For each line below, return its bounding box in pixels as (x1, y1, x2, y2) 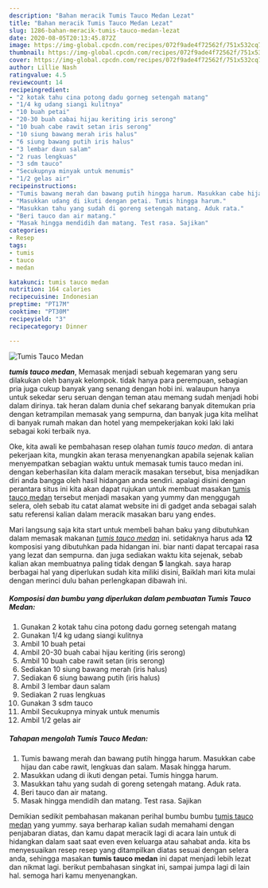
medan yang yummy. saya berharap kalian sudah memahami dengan (9, 820, 235, 830)
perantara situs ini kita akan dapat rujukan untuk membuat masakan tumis (9, 484, 251, 493)
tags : (9, 242, 27, 250)
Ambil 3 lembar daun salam (20, 682, 111, 691)
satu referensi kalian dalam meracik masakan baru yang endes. (9, 509, 216, 519)
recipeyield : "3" (9, 315, 67, 323)
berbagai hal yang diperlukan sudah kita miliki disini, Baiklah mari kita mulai (9, 567, 255, 576)
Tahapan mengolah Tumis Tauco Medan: (9, 734, 149, 744)
